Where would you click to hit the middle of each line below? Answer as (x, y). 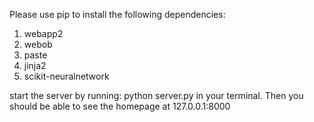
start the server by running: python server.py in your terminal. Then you (156, 95)
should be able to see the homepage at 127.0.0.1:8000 (120, 106)
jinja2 (35, 65)
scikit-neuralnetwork (66, 76)
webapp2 (43, 33)
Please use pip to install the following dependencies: (117, 14)
